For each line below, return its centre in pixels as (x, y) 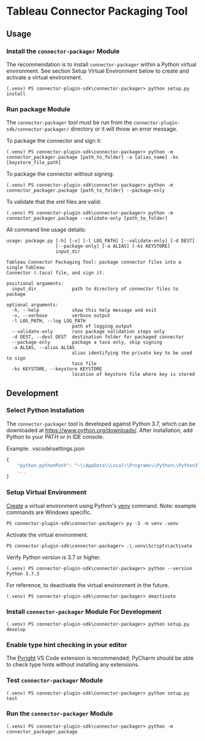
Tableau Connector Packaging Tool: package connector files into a (94, 262)
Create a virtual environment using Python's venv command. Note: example (101, 505)
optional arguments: (33, 305)
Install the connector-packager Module (63, 51)
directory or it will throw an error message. (124, 129)
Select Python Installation (45, 410)
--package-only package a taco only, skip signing (87, 342)
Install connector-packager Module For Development (84, 612)
